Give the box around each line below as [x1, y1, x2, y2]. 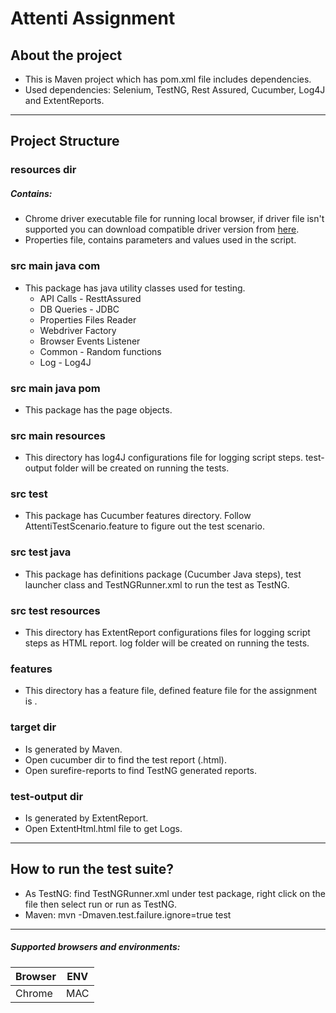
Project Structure [10, 133, 120, 150]
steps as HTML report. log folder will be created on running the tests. [24, 637, 310, 649]
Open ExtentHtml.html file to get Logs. [24, 822, 183, 834]
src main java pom [10, 381, 101, 395]
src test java [10, 545, 72, 559]
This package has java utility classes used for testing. [24, 282, 246, 294]
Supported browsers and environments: [10, 941, 181, 953]
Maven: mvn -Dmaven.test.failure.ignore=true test [24, 908, 232, 921]
